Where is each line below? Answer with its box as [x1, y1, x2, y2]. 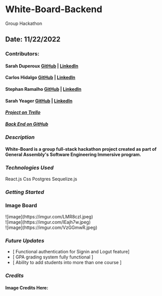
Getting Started [5, 188, 45, 195]
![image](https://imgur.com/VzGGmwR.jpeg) [5, 224, 98, 231]
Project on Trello [5, 109, 40, 115]
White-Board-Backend [5, 4, 103, 15]
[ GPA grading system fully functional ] [12, 254, 94, 260]
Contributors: [5, 50, 39, 57]
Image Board [5, 202, 37, 209]
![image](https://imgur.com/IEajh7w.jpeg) [5, 219, 91, 225]
